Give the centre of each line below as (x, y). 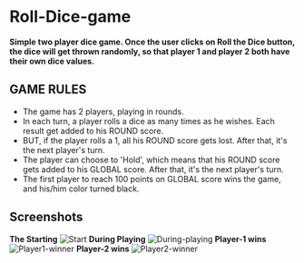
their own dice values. (52, 61)
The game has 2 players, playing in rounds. (103, 112)
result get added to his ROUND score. (93, 131)
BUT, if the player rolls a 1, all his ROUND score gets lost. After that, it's (155, 140)
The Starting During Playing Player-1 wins (138, 239)
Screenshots (46, 217)
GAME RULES (48, 89)
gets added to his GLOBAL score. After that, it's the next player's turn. (153, 169)
